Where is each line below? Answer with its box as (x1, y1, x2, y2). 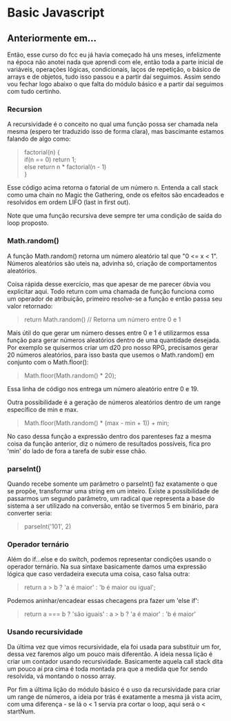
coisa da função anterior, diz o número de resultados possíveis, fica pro (7, 439, 212, 448)
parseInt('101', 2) (23, 522, 71, 531)
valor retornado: (7, 302, 53, 310)
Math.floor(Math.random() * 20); (23, 371, 117, 379)
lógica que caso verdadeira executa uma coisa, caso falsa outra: (7, 570, 190, 578)
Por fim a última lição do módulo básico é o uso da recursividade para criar (7, 685, 221, 694)
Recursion (7, 104, 43, 114)
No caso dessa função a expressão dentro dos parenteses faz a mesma (7, 432, 212, 440)
